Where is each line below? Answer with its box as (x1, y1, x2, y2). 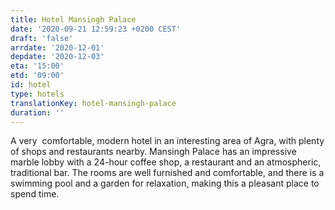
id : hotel (10, 80, 52, 90)
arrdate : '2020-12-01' (10, 42, 105, 53)
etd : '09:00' (10, 71, 65, 81)
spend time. (10, 188, 60, 200)
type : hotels (10, 89, 65, 99)
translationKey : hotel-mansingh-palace (10, 98, 177, 108)
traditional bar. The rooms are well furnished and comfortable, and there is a (10, 167, 325, 179)
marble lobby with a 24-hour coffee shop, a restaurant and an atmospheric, (10, 156, 322, 168)
